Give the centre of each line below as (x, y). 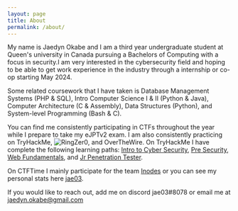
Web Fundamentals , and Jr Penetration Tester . (75, 157)
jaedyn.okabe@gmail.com (45, 200)
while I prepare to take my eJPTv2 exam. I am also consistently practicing (115, 135)
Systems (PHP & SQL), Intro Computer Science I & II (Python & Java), (108, 98)
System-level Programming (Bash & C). (65, 113)
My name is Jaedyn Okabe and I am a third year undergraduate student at (115, 47)
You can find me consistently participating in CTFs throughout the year (111, 127)
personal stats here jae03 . (45, 178)
